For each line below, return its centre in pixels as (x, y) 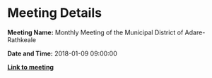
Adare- (195, 32)
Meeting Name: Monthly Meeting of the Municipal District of (95, 32)
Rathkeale (22, 39)
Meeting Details (55, 13)
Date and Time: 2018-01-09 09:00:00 (63, 53)
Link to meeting (31, 67)
